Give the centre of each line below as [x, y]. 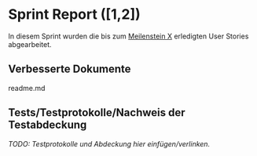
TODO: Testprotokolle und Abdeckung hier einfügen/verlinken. [109, 143]
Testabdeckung [48, 125]
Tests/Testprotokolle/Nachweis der [97, 112]
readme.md [27, 88]
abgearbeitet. [30, 44]
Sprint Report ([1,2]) [75, 15]
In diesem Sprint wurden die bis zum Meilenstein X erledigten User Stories [128, 36]
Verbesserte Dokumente [70, 69]
